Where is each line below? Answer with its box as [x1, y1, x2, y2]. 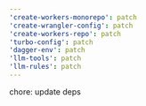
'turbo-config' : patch [9, 37, 93, 47]
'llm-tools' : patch [9, 54, 82, 63]
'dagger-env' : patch [9, 46, 86, 55]
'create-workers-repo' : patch [9, 29, 122, 38]
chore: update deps [9, 86, 82, 97]
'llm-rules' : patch [9, 63, 82, 72]
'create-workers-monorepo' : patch [9, 12, 138, 22]
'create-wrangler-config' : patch [9, 21, 134, 30]
